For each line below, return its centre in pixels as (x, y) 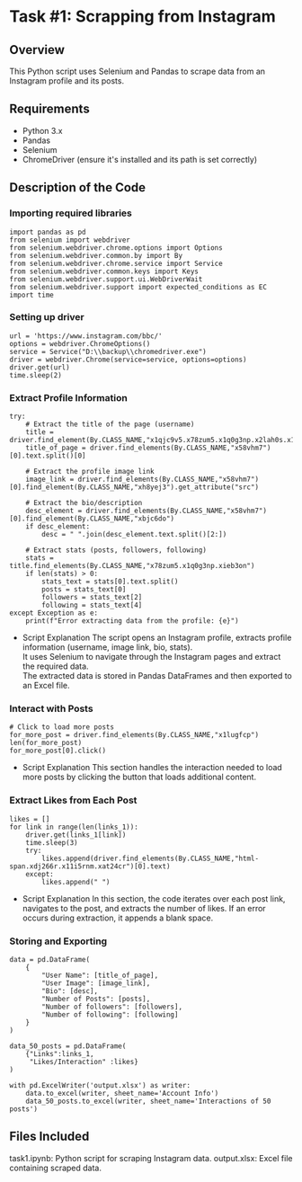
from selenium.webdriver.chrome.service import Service (116, 263)
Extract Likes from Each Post (73, 800)
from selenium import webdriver (70, 240)
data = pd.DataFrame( (50, 959)
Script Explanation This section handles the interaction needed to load (152, 768)
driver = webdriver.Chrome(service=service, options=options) (128, 360)
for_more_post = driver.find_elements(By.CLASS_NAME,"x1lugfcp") (134, 735)
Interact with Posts (51, 709)
